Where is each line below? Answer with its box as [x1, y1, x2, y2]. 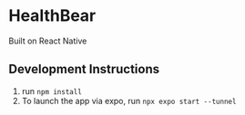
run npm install [21, 85, 83, 96]
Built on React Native [8, 35, 87, 46]
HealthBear [8, 5, 97, 26]
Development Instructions [8, 62, 160, 77]
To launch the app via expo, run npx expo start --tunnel [21, 95, 237, 106]
